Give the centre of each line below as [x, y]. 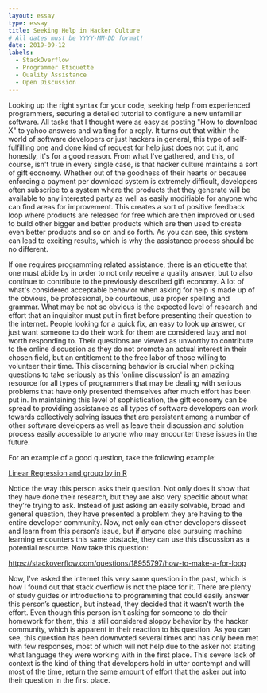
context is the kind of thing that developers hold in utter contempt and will [129, 663]
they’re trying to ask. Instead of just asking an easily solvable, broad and [127, 505]
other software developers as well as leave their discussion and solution [126, 425]
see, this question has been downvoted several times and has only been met [133, 637]
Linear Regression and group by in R [68, 473]
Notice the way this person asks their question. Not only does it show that [129, 488]
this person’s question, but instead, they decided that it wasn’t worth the [126, 604]
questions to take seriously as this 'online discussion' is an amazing [119, 374]
